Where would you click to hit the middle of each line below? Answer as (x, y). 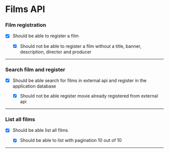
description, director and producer (56, 52)
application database (34, 86)
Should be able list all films (40, 130)
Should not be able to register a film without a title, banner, (81, 46)
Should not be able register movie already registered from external (89, 96)
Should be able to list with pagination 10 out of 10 (71, 140)
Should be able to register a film (46, 36)
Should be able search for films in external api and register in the (79, 80)
